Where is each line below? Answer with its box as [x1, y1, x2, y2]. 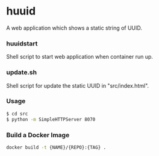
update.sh [6, 68, 37, 77]
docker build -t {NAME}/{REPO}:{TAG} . [6, 144, 107, 151]
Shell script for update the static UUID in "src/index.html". [6, 82, 149, 89]
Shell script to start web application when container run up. [6, 53, 154, 60]
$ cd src [6, 111, 28, 117]
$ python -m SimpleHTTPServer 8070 [6, 116, 96, 122]
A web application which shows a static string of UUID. [6, 24, 143, 31]
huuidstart [6, 39, 38, 48]
